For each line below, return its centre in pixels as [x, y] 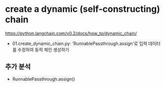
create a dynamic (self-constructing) [83, 9]
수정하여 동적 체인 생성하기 [43, 49]
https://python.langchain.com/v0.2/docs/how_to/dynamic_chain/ [71, 33]
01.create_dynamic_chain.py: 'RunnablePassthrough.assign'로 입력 [80, 43]
